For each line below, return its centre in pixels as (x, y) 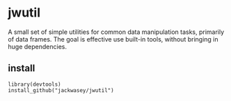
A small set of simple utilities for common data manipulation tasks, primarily (116, 32)
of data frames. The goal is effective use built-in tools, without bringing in (113, 39)
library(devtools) (34, 84)
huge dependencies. (37, 46)
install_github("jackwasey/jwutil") (61, 90)
